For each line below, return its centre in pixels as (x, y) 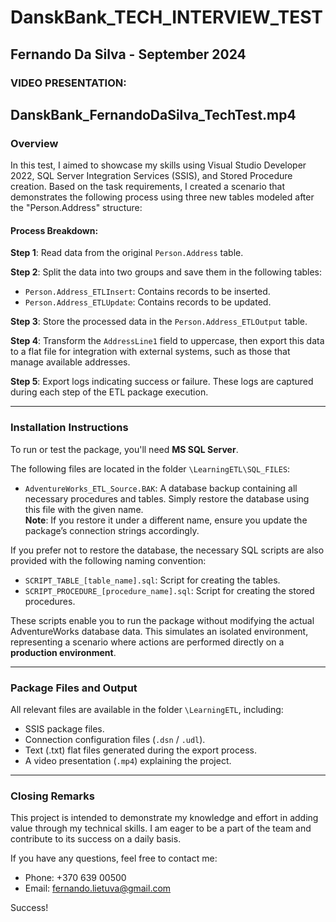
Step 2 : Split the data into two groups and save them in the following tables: (166, 272)
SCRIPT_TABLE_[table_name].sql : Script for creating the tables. (152, 580)
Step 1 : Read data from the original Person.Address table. (127, 253)
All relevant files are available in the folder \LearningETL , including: (147, 709)
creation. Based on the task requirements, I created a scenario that (148, 187)
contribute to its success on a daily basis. (96, 839)
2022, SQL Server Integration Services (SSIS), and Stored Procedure (151, 176)
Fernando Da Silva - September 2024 (128, 54)
